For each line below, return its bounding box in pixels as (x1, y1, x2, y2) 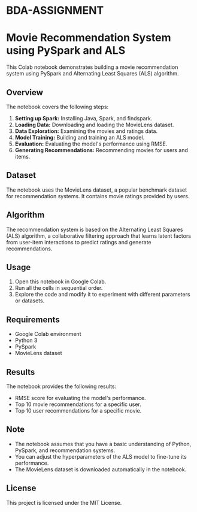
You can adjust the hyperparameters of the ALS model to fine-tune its (14, 453, 187, 460)
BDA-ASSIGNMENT (6, 4, 104, 17)
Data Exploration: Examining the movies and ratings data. (14, 127, 158, 135)
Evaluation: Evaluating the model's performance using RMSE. (14, 140, 168, 147)
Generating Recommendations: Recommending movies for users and (14, 146, 189, 153)
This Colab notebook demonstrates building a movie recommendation (6, 63, 178, 71)
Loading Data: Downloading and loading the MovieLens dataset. (14, 121, 174, 128)
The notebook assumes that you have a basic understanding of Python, (14, 440, 192, 447)
